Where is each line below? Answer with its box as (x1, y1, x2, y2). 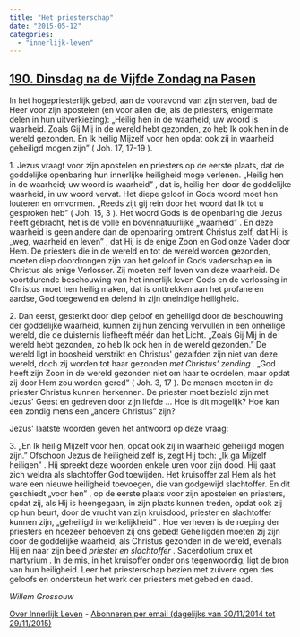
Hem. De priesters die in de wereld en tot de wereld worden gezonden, (9, 245, 271, 256)
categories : (9, 30, 54, 39)
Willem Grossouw (9, 591, 74, 602)
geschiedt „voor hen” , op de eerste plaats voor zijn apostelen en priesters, (9, 488, 286, 499)
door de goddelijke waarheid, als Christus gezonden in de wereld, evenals (9, 536, 282, 547)
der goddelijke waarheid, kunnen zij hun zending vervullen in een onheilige (9, 320, 286, 331)
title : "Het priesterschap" (9, 13, 115, 22)
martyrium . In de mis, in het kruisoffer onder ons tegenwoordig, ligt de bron (9, 555, 289, 565)
